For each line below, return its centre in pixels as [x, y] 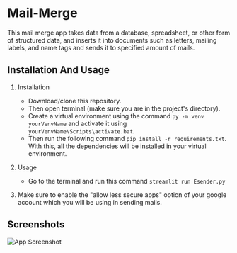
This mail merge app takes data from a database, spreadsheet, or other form [119, 33]
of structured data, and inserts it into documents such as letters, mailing [112, 40]
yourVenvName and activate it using [77, 123]
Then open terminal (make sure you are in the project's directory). [124, 108]
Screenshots [36, 225]
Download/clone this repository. [75, 101]
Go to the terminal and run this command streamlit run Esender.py [127, 181]
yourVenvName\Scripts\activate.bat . [81, 131]
